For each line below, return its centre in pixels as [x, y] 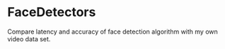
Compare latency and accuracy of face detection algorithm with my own [112, 31]
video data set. [29, 38]
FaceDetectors [52, 12]
